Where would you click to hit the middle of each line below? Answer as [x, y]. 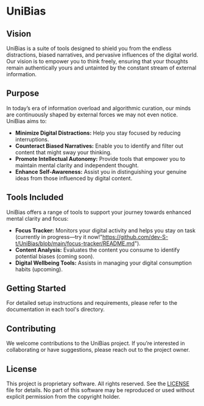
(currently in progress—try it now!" [59, 237]
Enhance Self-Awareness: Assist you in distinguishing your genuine [101, 171]
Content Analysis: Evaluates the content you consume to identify [97, 250]
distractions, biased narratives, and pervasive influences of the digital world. [102, 55]
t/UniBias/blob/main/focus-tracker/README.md [75, 243]
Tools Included [35, 197]
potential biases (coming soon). [55, 256]
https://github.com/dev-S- [135, 237]
